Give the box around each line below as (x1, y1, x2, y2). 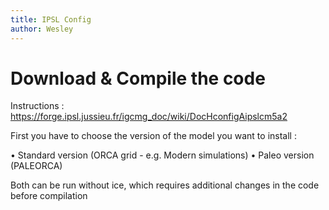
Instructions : (10, 100, 65, 112)
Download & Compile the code (10, 67, 266, 90)
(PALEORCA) (10, 160, 63, 172)
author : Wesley (10, 24, 74, 34)
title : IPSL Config (10, 14, 92, 25)
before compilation (10, 190, 88, 202)
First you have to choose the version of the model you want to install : (10, 130, 297, 142)
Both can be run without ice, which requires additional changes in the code (10, 179, 320, 191)
